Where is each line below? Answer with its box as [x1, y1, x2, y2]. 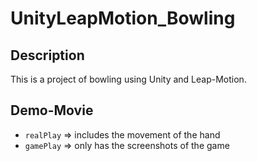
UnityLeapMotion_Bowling [10, 7, 236, 30]
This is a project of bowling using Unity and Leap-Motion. [10, 73, 247, 85]
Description [10, 47, 85, 64]
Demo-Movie [10, 102, 94, 119]
